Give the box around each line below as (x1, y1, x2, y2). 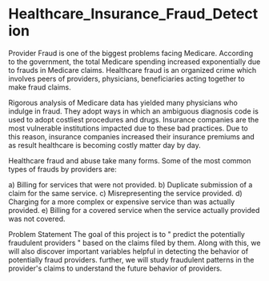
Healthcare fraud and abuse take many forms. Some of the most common (8, 155, 251, 165)
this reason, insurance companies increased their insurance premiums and (8, 131, 255, 141)
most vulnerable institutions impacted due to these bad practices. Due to (8, 123, 248, 133)
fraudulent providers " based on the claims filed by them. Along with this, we (8, 238, 261, 247)
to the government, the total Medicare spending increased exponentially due (8, 57, 261, 66)
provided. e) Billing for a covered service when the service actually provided (8, 205, 260, 215)
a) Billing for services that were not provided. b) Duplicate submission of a (8, 179, 253, 189)
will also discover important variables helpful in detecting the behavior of (8, 246, 249, 256)
